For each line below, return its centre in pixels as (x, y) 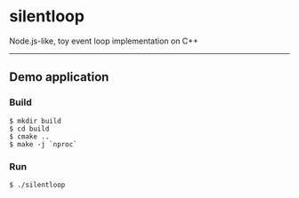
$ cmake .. (29, 136)
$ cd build (29, 129)
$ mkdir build (36, 121)
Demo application (59, 77)
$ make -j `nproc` (43, 144)
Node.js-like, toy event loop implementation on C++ (104, 41)
